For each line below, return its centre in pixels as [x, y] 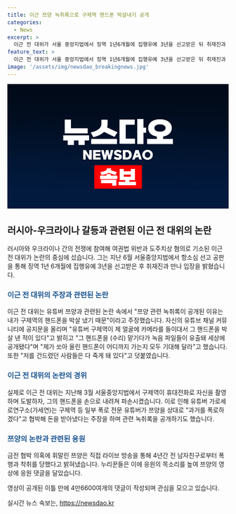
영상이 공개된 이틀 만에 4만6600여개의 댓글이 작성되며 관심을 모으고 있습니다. [113, 488]
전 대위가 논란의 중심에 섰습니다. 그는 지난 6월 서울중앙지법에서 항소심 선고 [110, 258]
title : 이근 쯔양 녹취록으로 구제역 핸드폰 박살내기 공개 [78, 15]
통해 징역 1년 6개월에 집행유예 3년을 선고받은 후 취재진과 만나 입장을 [107, 266]
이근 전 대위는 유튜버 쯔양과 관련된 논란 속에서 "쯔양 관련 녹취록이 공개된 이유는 [115, 312]
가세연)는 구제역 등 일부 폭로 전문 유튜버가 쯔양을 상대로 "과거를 [119, 410]
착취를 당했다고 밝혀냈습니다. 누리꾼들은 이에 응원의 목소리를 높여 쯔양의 [119, 464]
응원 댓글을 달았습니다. [51, 472]
